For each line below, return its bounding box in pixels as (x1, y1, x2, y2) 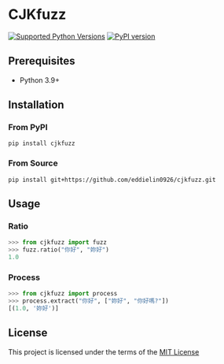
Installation (8, 98, 64, 112)
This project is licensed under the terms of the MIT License (8, 347, 200, 356)
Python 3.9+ (19, 75, 61, 84)
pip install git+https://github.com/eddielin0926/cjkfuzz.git (8, 176, 216, 184)
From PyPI (8, 122, 49, 133)
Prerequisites (8, 54, 75, 68)
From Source (8, 158, 58, 169)
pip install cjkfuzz (8, 139, 76, 147)
